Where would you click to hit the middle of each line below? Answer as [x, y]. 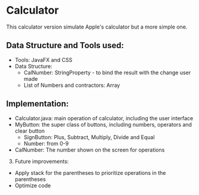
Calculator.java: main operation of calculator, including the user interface [104, 118]
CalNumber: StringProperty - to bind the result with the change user [107, 73]
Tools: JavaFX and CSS [43, 59]
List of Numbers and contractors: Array [72, 85]
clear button [30, 131]
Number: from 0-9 [46, 143]
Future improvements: [42, 161]
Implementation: [38, 104]
